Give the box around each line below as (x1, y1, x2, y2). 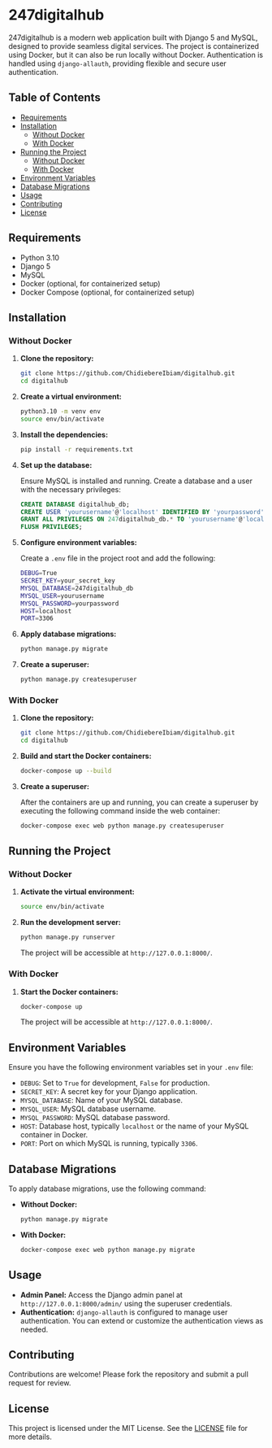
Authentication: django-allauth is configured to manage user (19, 1307, 228, 1317)
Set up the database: (19, 460, 93, 469)
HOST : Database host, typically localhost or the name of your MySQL (19, 1121, 249, 1132)
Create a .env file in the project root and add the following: (19, 553, 216, 563)
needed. (19, 1324, 49, 1334)
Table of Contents (8, 91, 101, 105)
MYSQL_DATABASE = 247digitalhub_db (19, 584, 134, 592)
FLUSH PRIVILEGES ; (19, 523, 83, 531)
